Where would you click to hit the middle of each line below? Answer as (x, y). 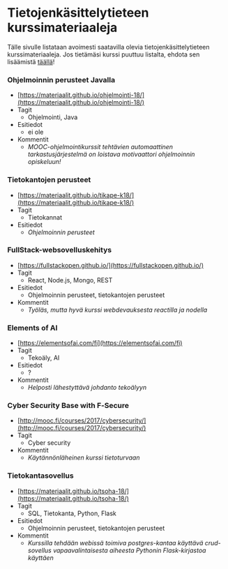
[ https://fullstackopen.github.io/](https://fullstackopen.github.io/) (111, 265)
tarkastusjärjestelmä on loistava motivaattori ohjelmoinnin (111, 154)
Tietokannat (45, 217)
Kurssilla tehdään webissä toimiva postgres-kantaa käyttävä (115, 543)
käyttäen (40, 557)
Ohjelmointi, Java (53, 117)
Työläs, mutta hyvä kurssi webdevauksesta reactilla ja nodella (117, 310)
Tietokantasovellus (41, 476)
